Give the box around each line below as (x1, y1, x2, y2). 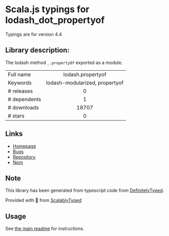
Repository (12, 154, 36, 160)
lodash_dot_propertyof (5, 14, 105, 26)
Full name (8, 71, 32, 78)
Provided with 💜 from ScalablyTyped (5, 197, 82, 203)
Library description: (5, 46, 70, 54)
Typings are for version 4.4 (5, 31, 62, 37)
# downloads (8, 104, 39, 111)
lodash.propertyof (63, 71, 107, 78)
